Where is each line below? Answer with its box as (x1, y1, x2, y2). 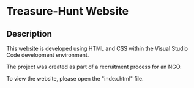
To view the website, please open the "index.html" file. (6, 75, 144, 82)
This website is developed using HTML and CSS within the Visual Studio (6, 45, 188, 52)
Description (6, 29, 52, 39)
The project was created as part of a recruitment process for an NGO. (6, 63, 182, 70)
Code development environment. (6, 51, 89, 59)
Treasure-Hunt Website (6, 4, 129, 18)
